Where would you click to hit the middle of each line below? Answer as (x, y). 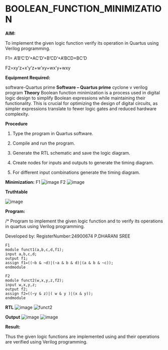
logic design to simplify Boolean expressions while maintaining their (75, 98)
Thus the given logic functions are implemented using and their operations (82, 336)
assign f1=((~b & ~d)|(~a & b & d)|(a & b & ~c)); (59, 263)
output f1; (17, 258)
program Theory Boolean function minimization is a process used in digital (82, 92)
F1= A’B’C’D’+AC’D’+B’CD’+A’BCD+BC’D (46, 58)
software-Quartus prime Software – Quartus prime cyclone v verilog (76, 87)
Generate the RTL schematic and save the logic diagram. (71, 153)
